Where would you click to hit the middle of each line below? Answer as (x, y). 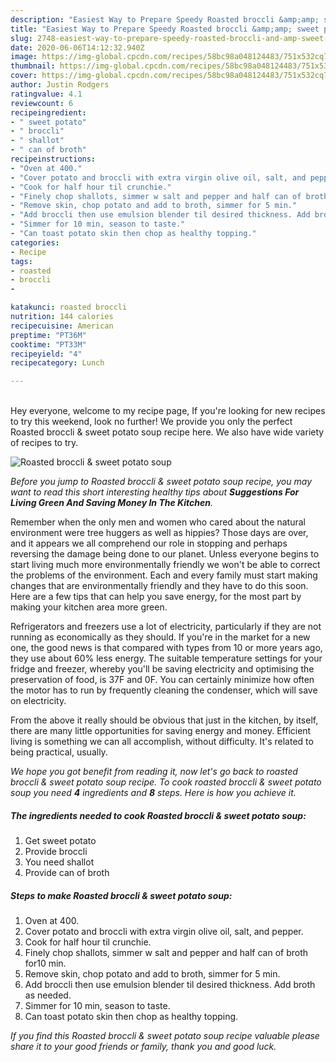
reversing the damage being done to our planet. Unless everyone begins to (165, 554)
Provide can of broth (67, 873)
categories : (35, 242)
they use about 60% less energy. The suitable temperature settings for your (166, 658)
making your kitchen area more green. (89, 607)
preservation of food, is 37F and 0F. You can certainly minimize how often (162, 680)
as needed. (48, 995)
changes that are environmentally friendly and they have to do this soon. (159, 586)
